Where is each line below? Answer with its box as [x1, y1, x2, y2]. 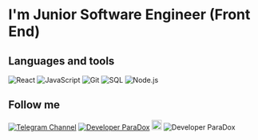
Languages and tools [8, 54, 115, 68]
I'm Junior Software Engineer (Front [8, 6, 251, 24]
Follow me [8, 98, 61, 112]
